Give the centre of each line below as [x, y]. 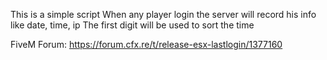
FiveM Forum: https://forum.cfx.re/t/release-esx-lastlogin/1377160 [146, 44]
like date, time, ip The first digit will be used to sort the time [132, 25]
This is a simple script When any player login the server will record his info [163, 14]
